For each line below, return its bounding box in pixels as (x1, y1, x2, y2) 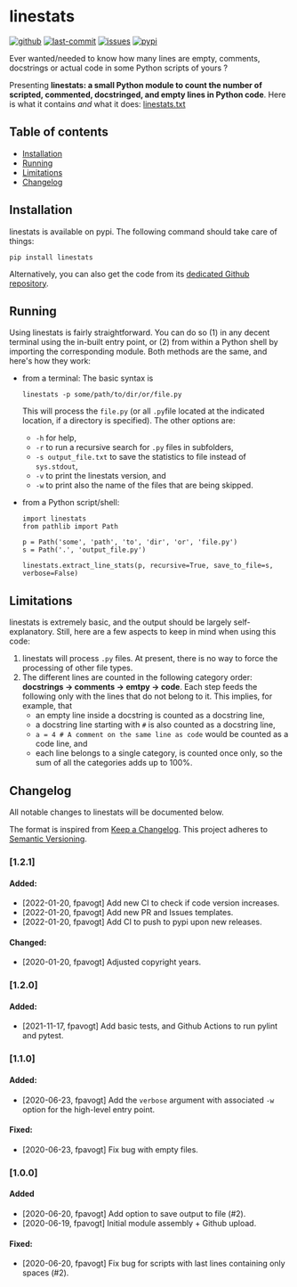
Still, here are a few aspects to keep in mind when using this (56, 627, 277, 637)
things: (9, 235, 35, 246)
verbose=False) (21, 569, 79, 578)
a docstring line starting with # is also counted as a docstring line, (35, 719, 276, 730)
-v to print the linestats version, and (35, 471, 166, 481)
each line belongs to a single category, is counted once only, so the (35, 748, 283, 758)
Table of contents (9, 125, 108, 140)
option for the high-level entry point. (21, 1103, 156, 1115)
